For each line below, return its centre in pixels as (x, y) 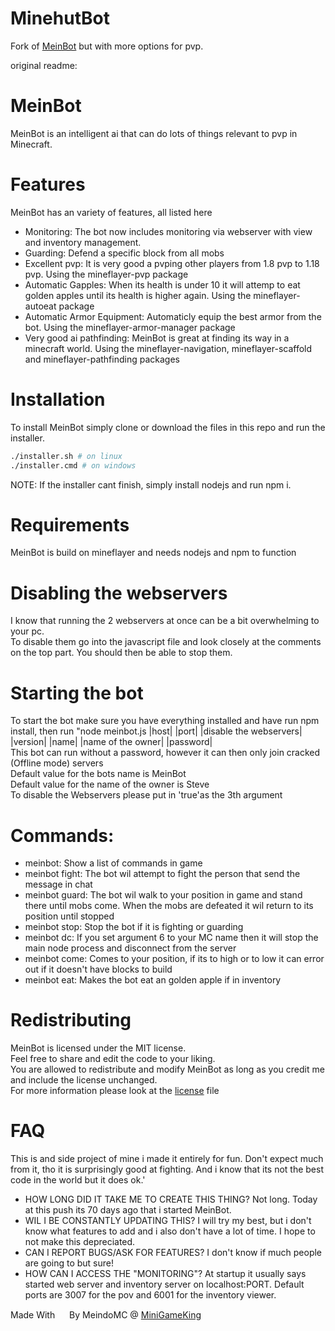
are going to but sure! (69, 1263)
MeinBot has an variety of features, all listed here (111, 212)
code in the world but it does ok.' (78, 1180)
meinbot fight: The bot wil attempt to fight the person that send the (162, 874)
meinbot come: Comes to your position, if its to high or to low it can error (174, 959)
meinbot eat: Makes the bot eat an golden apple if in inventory (153, 980)
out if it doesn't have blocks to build (98, 969)
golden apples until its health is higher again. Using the (138, 295)
